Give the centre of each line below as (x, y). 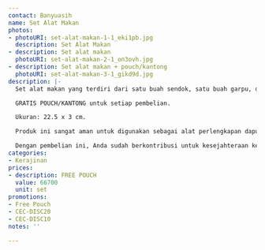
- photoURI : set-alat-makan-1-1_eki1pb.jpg (81, 37)
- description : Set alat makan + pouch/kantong (88, 67)
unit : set (31, 190)
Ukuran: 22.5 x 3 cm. (51, 118)
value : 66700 (37, 182)
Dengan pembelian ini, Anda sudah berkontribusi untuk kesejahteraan (132, 146)
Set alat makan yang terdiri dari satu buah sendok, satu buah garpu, (134, 89)
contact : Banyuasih (40, 15)
